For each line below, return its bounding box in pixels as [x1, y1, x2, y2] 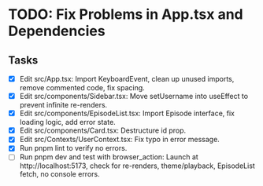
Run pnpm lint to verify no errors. [19, 144, 128, 153]
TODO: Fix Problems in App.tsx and [8, 5, 244, 24]
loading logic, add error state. [19, 118, 116, 127]
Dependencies [8, 22, 106, 40]
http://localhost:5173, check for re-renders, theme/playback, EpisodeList [19, 161, 256, 170]
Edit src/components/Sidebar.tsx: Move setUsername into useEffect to [19, 92, 249, 101]
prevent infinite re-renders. [19, 100, 108, 110]
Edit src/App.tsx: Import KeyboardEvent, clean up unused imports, [19, 75, 235, 83]
